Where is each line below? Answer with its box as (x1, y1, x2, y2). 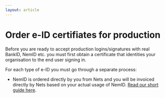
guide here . (12, 87, 37, 93)
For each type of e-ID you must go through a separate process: (5, 66, 137, 72)
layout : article (5, 7, 39, 13)
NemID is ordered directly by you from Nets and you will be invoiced (12, 76, 155, 82)
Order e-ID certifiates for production (5, 29, 160, 40)
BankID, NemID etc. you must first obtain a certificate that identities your (5, 51, 156, 57)
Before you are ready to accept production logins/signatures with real (5, 46, 150, 52)
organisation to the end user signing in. (5, 57, 87, 63)
